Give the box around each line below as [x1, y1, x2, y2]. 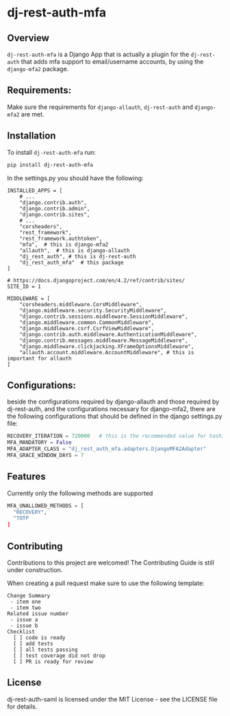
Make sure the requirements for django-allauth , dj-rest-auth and [7, 103, 194, 111]
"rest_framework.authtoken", [19, 235, 103, 242]
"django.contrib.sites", [19, 211, 90, 218]
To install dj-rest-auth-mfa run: [7, 148, 96, 156]
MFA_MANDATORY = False [7, 439, 72, 446]
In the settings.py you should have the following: [7, 173, 144, 182]
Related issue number [7, 610, 69, 617]
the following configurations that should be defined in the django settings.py [7, 412, 222, 421]
